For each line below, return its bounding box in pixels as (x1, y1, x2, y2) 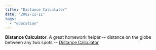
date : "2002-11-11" (5, 12, 45, 17)
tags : (5, 16, 16, 21)
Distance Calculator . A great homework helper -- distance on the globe (5, 34, 152, 40)
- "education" (9, 21, 39, 26)
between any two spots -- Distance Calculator (5, 40, 99, 46)
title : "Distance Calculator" (5, 7, 68, 12)
